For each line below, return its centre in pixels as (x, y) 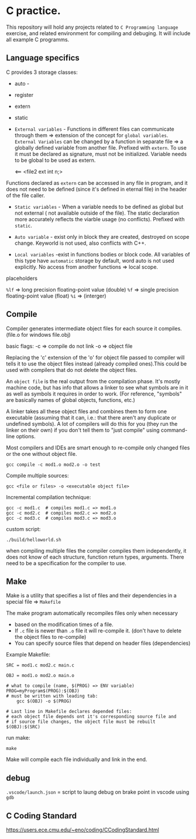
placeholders (22, 278)
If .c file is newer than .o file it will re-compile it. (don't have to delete (98, 631)
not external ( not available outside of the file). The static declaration (97, 213)
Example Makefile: (28, 655)
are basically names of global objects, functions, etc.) (71, 400)
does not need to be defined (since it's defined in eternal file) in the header (97, 189)
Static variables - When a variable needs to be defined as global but (99, 207)
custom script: (23, 529)
